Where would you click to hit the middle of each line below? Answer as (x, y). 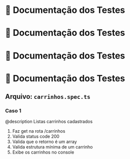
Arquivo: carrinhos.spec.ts (48, 97)
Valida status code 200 (36, 137)
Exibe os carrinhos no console (43, 152)
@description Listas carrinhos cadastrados (49, 122)
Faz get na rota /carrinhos (39, 131)
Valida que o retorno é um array (44, 142)
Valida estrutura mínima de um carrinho (52, 147)
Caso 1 (13, 111)
